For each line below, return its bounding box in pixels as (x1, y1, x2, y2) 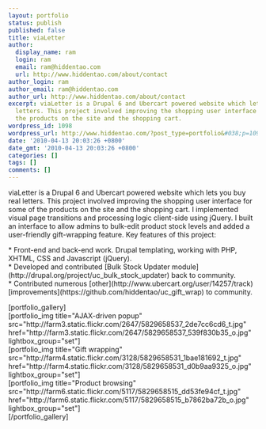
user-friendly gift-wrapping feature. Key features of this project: (8, 230, 216, 239)
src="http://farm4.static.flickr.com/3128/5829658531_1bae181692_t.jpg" (8, 353, 242, 363)
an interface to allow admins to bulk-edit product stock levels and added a (8, 222, 250, 230)
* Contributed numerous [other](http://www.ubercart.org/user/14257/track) (8, 279, 253, 288)
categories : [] (8, 151, 59, 159)
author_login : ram (8, 78, 69, 85)
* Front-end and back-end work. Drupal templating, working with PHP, (8, 245, 237, 254)
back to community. (171, 271, 236, 279)
